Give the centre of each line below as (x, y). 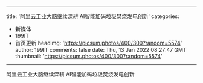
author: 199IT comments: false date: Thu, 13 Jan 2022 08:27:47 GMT (101, 50)
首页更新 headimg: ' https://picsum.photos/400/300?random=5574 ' (98, 43)
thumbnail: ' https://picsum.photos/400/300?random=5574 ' (89, 56)
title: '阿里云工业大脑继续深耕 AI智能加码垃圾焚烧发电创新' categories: (93, 16)
